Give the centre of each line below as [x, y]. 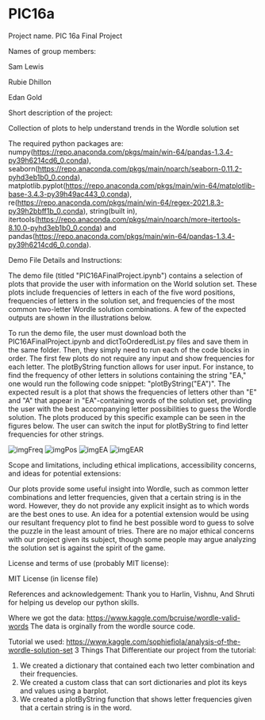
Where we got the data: [47, 618]
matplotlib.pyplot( [37, 185]
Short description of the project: [61, 113]
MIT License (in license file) [54, 578]
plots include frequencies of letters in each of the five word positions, [122, 292]
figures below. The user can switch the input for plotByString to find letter [128, 425]
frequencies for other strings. [56, 434]
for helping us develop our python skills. [74, 602]
